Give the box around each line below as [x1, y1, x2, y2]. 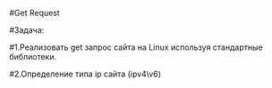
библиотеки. [9, 52, 56, 61]
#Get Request [9, 8, 60, 18]
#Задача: [9, 25, 45, 35]
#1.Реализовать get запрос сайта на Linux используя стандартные [9, 42, 263, 52]
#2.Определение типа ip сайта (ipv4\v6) [9, 68, 162, 79]
